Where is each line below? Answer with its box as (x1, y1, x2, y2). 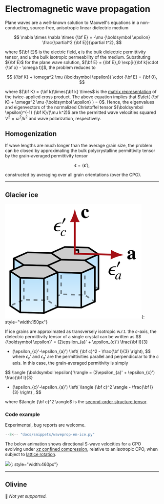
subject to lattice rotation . (5, 451, 57, 458)
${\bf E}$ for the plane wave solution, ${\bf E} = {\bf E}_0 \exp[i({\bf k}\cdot (5, 59, 159, 65)
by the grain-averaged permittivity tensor (5, 153, 88, 159)
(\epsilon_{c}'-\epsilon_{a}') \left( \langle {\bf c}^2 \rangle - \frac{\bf (12, 384, 149, 390)
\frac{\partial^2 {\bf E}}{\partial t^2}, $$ (42, 39, 122, 45)
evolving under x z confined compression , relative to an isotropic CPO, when (5, 446, 158, 452)
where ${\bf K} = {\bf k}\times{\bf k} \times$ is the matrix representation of (5, 88, 157, 94)
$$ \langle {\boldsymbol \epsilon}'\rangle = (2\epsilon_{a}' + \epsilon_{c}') (5, 370, 155, 375)
